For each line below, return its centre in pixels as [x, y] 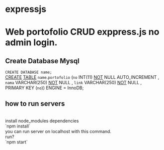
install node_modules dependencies [42, 121]
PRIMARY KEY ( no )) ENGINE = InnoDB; [44, 88]
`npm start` [17, 142]
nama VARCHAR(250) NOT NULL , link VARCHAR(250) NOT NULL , [74, 83]
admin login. [31, 43]
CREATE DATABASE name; [29, 73]
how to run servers [35, 103]
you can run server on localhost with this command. [58, 131]
